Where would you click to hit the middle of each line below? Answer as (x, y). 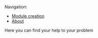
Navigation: (16, 7)
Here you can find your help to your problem (49, 30)
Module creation (28, 16)
